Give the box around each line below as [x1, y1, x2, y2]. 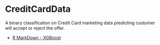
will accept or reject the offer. [5, 25, 65, 31]
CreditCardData [5, 3, 71, 15]
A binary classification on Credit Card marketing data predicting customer [5, 20, 156, 26]
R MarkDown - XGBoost [12, 35, 61, 41]
